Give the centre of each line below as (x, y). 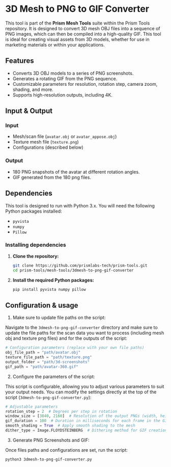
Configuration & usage (42, 305)
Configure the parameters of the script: (54, 377)
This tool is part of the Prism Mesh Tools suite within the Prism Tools (78, 23)
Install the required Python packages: (53, 280)
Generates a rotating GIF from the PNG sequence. (65, 78)
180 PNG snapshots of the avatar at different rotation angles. (76, 172)
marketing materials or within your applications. (55, 44)
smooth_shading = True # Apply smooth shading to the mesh (70, 426)
